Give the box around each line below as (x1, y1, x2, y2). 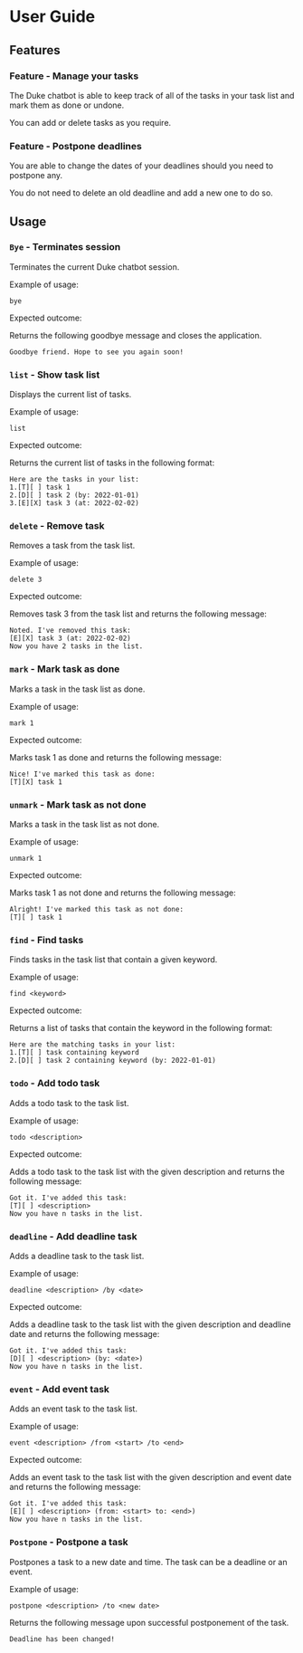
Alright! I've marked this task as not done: (9, 905, 184, 914)
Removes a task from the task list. (9, 540, 136, 551)
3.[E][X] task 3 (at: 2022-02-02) (9, 499, 140, 508)
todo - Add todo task (9, 1077, 100, 1090)
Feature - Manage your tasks (9, 70, 139, 82)
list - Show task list (9, 368, 100, 381)
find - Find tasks (9, 933, 84, 946)
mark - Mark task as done (9, 663, 120, 675)
